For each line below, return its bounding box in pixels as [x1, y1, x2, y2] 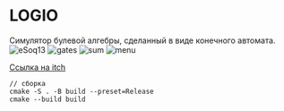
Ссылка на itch [9, 62, 66, 73]
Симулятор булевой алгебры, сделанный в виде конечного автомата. [9, 35, 276, 46]
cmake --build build [9, 95, 87, 104]
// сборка [9, 79, 47, 88]
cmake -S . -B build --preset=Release [9, 87, 154, 96]
